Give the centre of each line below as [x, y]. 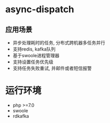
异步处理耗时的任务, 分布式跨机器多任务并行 [59, 43]
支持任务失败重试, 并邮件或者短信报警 [52, 68]
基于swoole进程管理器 [36, 55]
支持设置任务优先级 [33, 62]
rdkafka [21, 116]
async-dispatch [40, 9]
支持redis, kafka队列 [34, 49]
